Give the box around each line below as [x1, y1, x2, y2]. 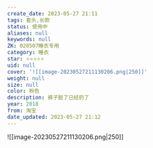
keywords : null [7, 36, 51, 43]
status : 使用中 [7, 23, 48, 30]
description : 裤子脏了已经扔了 [7, 94, 90, 101]
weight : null [7, 74, 45, 82]
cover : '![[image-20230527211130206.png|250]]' [7, 68, 148, 75]
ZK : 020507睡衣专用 [7, 42, 60, 49]
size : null [7, 81, 39, 88]
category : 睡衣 [7, 49, 49, 56]
